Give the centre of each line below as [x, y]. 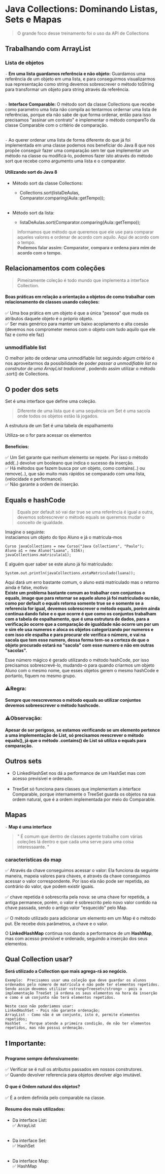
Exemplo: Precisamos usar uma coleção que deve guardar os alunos [76, 980]
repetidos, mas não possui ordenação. [45, 1027]
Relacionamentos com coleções [55, 268]
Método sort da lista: [33, 213]
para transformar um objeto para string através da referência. [67, 89]
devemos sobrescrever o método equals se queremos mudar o [81, 517]
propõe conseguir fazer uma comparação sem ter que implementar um [77, 150]
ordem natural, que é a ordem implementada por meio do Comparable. [84, 799]
